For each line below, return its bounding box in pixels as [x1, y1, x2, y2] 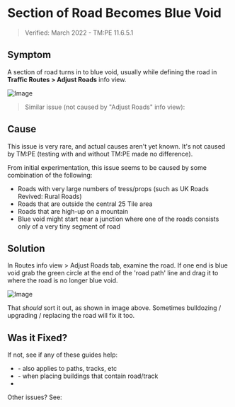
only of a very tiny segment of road [17, 222, 120, 231]
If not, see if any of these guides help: [7, 350, 118, 359]
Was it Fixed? [7, 331, 68, 344]
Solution [7, 242, 45, 254]
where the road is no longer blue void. [7, 276, 118, 285]
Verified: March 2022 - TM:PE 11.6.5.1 [24, 28, 134, 37]
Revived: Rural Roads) [17, 192, 83, 200]
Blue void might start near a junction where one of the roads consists [17, 214, 219, 223]
